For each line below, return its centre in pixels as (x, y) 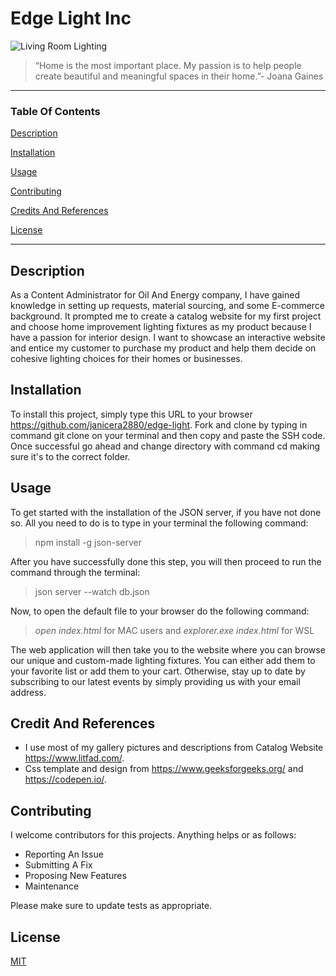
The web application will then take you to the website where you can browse (168, 649)
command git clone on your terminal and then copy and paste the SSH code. (168, 435)
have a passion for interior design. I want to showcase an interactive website (168, 338)
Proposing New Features (75, 876)
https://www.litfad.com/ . (74, 758)
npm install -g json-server (88, 542)
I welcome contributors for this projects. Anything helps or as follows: (153, 835)
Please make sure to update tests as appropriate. (111, 906)
